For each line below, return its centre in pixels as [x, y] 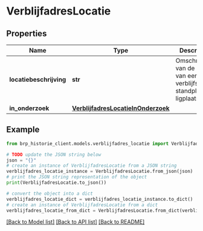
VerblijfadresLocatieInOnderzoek [121, 108]
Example [23, 130]
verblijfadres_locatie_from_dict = [51, 210]
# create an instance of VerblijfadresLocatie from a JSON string [92, 166]
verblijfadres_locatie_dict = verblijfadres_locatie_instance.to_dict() [100, 199]
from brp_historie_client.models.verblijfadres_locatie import [88, 143]
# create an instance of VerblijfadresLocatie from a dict [82, 205]
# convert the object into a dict [50, 194]
